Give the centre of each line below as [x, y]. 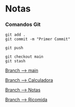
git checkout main [24, 57]
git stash [15, 61]
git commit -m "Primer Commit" [38, 39]
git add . [15, 35]
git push [14, 48]
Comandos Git [23, 25]
